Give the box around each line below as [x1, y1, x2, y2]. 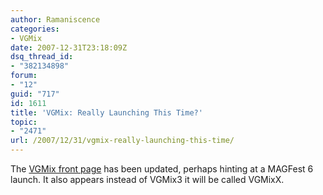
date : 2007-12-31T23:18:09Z [10, 42, 128, 53]
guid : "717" [10, 89, 60, 99]
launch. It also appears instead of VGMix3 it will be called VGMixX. [10, 174, 285, 185]
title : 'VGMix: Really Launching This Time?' [10, 107, 203, 118]
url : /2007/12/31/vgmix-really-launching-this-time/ [10, 136, 235, 146]
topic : [10, 117, 38, 127]
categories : [10, 24, 60, 34]
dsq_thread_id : [10, 52, 74, 62]
